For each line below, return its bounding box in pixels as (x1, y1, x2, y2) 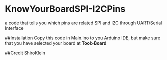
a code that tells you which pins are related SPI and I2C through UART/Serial (5, 20, 162, 26)
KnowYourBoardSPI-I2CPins (5, 3, 126, 15)
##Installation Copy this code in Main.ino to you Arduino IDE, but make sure (5, 35, 161, 41)
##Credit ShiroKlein (5, 50, 46, 56)
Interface (5, 25, 24, 31)
